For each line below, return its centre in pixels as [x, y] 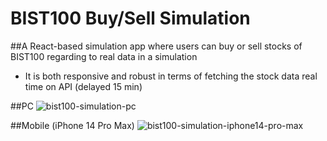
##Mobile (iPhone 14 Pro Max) [72, 125]
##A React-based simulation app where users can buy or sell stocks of [156, 46]
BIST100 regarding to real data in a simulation [104, 56]
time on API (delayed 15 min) [83, 86]
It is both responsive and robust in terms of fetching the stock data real [171, 76]
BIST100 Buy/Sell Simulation [130, 18]
